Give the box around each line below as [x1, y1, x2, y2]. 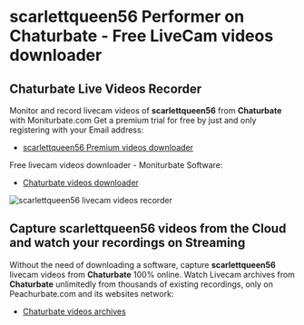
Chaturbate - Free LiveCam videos [9, 25, 274, 46]
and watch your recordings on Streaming [9, 235, 246, 251]
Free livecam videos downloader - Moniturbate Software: [9, 160, 223, 170]
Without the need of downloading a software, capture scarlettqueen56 [9, 259, 277, 270]
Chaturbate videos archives [22, 306, 127, 317]
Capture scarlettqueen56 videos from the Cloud [9, 221, 287, 237]
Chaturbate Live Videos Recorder [9, 81, 202, 96]
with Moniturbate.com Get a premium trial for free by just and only [9, 115, 257, 125]
